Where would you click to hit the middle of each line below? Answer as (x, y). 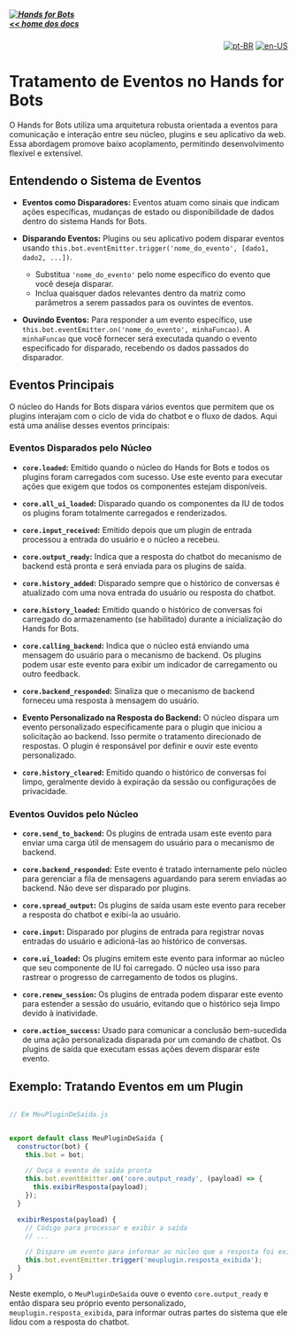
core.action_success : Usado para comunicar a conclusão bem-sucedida (154, 1031)
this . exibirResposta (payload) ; (90, 1187)
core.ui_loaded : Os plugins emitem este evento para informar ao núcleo (153, 959)
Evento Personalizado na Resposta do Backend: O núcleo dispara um (150, 717)
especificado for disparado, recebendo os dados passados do (135, 348)
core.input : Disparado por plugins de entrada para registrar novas (143, 932)
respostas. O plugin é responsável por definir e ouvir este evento (140, 745)
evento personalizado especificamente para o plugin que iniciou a (142, 727)
